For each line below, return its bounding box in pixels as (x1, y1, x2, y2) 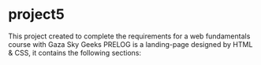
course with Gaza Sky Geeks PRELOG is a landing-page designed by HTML (8, 39, 253, 49)
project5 (8, 5, 65, 23)
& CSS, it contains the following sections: (8, 48, 142, 57)
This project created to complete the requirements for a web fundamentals (8, 31, 251, 41)
